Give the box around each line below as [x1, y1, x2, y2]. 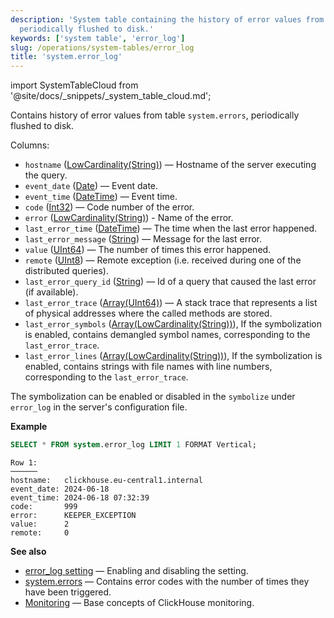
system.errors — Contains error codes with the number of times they [24, 576, 310, 587]
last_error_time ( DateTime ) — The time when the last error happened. [24, 222, 318, 235]
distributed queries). [24, 265, 109, 277]
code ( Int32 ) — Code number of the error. [24, 201, 195, 213]
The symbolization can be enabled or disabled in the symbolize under [10, 391, 296, 403]
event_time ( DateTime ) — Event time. [24, 191, 178, 203]
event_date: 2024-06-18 [10, 484, 110, 494]
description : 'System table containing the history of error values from [10, 14, 325, 25]
